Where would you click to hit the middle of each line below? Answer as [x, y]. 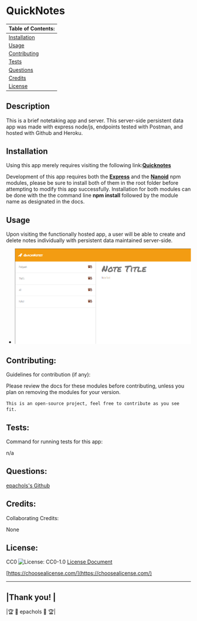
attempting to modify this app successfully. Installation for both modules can [98, 189]
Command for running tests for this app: [55, 442]
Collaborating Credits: [33, 518]
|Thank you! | [31, 597]
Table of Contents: [32, 29]
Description [28, 106]
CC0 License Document [59, 562]
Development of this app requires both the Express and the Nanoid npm [94, 177]
